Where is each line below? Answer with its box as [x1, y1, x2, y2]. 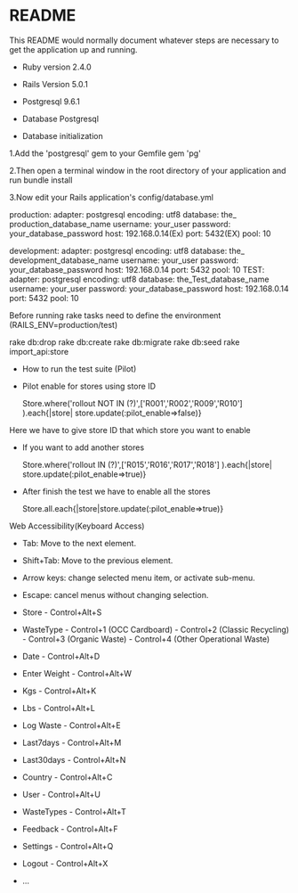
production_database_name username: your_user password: [9, 218, 231, 229]
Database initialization [21, 130, 104, 141]
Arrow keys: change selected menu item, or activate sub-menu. [21, 572, 255, 583]
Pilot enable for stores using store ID [21, 381, 156, 391]
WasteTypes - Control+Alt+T [21, 806, 127, 816]
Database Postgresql [21, 113, 100, 124]
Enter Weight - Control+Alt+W [21, 668, 132, 678]
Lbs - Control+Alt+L [21, 702, 95, 713]
